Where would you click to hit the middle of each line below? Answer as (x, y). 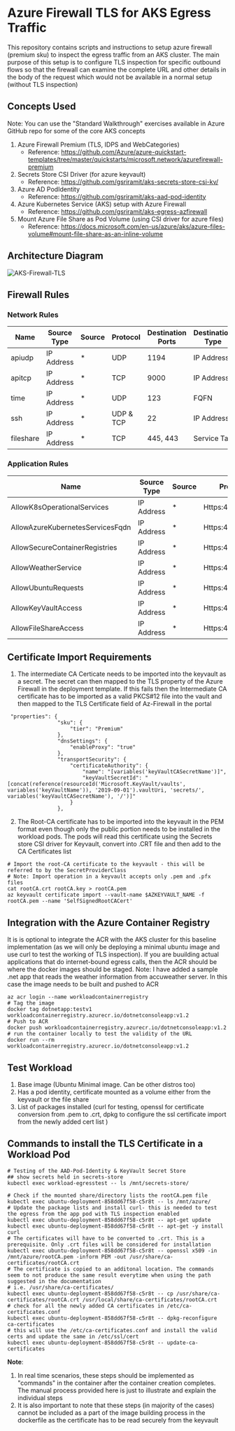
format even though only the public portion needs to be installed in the (119, 829)
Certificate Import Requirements (79, 657)
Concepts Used (42, 107)
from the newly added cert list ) (63, 1121)
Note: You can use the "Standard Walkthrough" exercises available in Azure (116, 123)
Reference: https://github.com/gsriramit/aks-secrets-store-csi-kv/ (123, 182)
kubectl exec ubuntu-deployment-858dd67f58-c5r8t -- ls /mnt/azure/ (109, 1201)
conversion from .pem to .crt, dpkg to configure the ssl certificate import (122, 1114)
